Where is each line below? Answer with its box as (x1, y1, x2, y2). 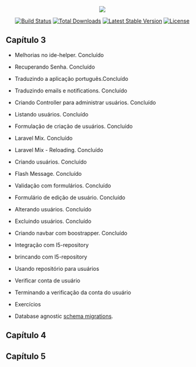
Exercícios (14, 300, 41, 308)
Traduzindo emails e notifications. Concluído (14, 86, 127, 94)
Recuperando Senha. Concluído (14, 63, 96, 70)
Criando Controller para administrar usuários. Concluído (14, 99, 156, 106)
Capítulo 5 (6, 351, 47, 361)
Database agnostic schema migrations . (14, 312, 114, 320)
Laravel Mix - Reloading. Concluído (14, 146, 104, 153)
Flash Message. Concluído (14, 170, 82, 177)
